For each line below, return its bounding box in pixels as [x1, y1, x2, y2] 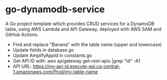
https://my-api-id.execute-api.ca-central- [32, 63, 121, 69]
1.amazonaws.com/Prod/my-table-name [12, 68, 98, 75]
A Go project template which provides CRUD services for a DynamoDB [5, 21, 155, 27]
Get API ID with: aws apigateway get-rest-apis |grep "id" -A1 [12, 57, 140, 64]
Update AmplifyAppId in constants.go [12, 52, 92, 58]
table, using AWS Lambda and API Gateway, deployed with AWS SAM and [5, 26, 162, 32]
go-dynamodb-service [5, 4, 105, 15]
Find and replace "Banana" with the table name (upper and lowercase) [12, 41, 162, 47]
